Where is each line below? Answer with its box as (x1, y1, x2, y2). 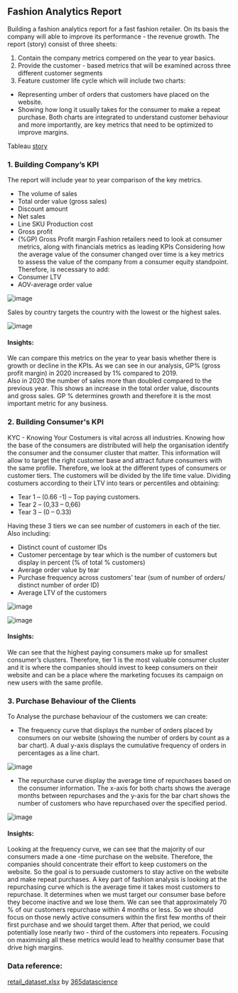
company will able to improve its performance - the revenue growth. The (7, 32, 220, 41)
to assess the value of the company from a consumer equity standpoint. (17, 258, 229, 266)
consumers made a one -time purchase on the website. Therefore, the (7, 853, 213, 861)
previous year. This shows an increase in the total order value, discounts (7, 384, 220, 392)
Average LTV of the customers (17, 588, 107, 597)
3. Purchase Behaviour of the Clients (7, 696, 136, 706)
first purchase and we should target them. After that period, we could (7, 920, 210, 929)
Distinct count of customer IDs (17, 543, 107, 551)
